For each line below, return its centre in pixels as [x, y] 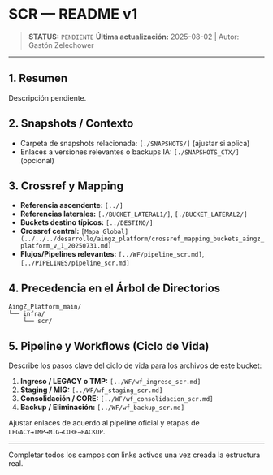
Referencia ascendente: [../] [71, 205]
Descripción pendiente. [48, 97]
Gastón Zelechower [61, 45]
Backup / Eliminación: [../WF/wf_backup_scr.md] [102, 407]
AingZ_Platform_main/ [45, 307]
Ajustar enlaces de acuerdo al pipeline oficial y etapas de [104, 423]
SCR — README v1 [73, 14]
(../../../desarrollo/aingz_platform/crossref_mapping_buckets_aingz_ [142, 239]
